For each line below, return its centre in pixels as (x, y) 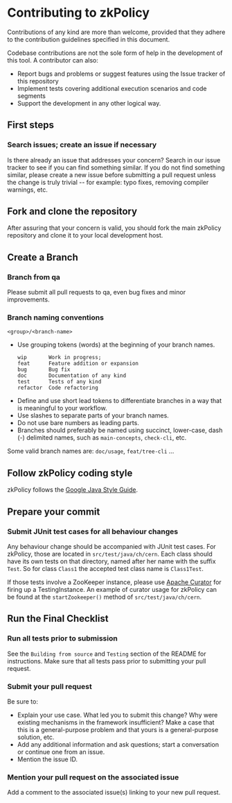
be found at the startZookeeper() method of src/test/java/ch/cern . (105, 597)
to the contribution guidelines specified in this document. (89, 39)
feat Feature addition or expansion (78, 364)
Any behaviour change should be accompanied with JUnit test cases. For (111, 546)
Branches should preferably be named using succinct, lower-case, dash (120, 430)
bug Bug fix (44, 370)
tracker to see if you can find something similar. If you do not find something (116, 167)
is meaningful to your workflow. (62, 408)
